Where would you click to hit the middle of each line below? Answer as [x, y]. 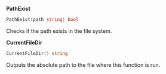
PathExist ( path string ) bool [42, 20]
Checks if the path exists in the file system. [59, 31]
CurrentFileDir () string [37, 53]
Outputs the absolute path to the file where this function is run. [83, 64]
